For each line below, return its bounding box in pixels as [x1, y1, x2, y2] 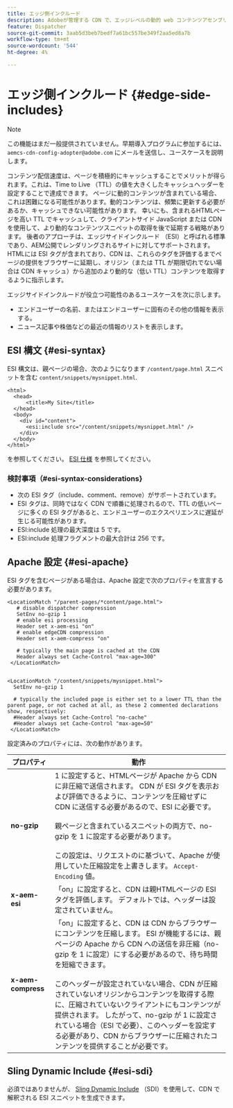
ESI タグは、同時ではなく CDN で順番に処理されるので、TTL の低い [17, 499, 210, 507]
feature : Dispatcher [7, 23, 67, 30]
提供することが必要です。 [89, 1041, 173, 1051]
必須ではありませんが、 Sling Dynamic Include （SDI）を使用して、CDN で [7, 1084, 221, 1093]
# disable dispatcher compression [16, 604, 116, 611]
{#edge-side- [130, 87, 212, 103]
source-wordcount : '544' [7, 42, 79, 49]
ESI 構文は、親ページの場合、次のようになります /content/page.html [7, 364, 203, 373]
